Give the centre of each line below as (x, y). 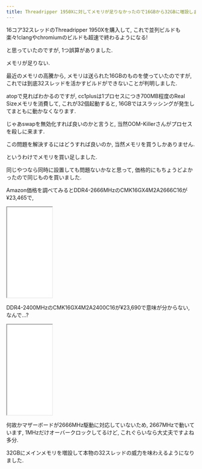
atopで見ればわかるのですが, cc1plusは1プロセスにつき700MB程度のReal (96, 96)
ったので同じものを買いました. (44, 177)
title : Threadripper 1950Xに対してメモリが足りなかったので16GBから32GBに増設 (98, 12)
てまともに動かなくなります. (41, 111)
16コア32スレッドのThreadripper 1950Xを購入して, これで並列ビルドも (93, 30)
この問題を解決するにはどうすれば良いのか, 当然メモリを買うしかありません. (101, 144)
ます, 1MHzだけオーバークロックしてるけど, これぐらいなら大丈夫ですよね (103, 432)
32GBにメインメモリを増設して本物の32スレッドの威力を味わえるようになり (100, 453)
